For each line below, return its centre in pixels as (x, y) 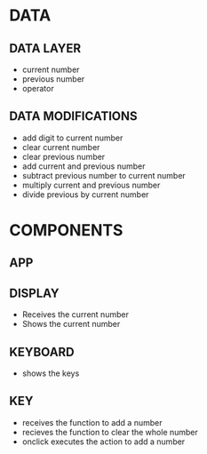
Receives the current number (75, 315)
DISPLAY (34, 293)
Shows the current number (71, 324)
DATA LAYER (45, 48)
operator (38, 88)
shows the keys (51, 373)
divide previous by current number (85, 194)
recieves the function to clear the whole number (110, 432)
